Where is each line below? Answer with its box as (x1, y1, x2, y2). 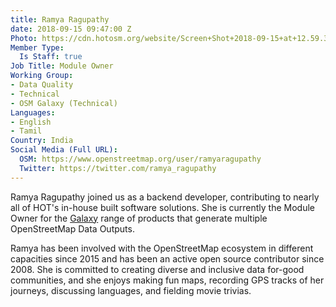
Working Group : (10, 71, 74, 81)
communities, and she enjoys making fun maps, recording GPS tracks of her (10, 274, 325, 286)
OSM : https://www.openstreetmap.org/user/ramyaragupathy (19, 154, 262, 164)
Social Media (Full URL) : (10, 145, 118, 155)
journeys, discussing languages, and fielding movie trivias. (10, 284, 252, 296)
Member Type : (10, 42, 65, 53)
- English (10, 117, 52, 127)
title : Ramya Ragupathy (10, 14, 110, 25)
